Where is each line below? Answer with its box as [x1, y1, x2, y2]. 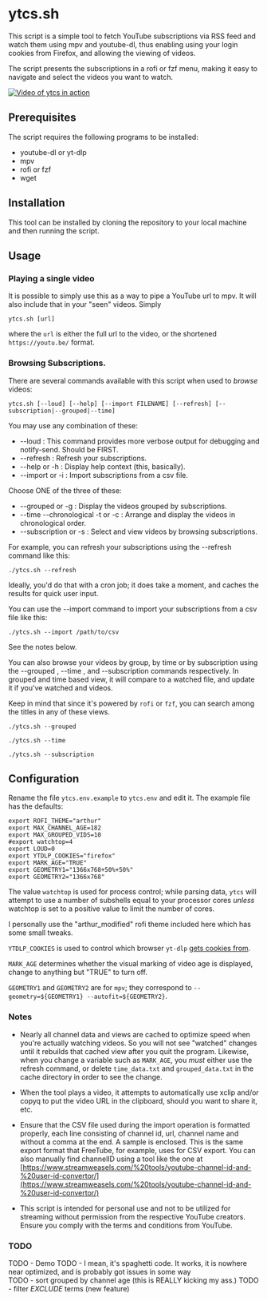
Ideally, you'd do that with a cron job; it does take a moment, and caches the [8, 580, 259, 590]
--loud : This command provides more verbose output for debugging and [19, 436, 261, 446]
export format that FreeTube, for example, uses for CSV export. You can [19, 1145, 257, 1155]
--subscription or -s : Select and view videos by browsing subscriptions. [19, 527, 257, 536]
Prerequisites [8, 111, 77, 125]
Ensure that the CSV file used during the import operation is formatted [19, 1120, 250, 1129]
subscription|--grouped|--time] [8, 407, 116, 415]
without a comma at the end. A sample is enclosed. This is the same [19, 1136, 244, 1147]
